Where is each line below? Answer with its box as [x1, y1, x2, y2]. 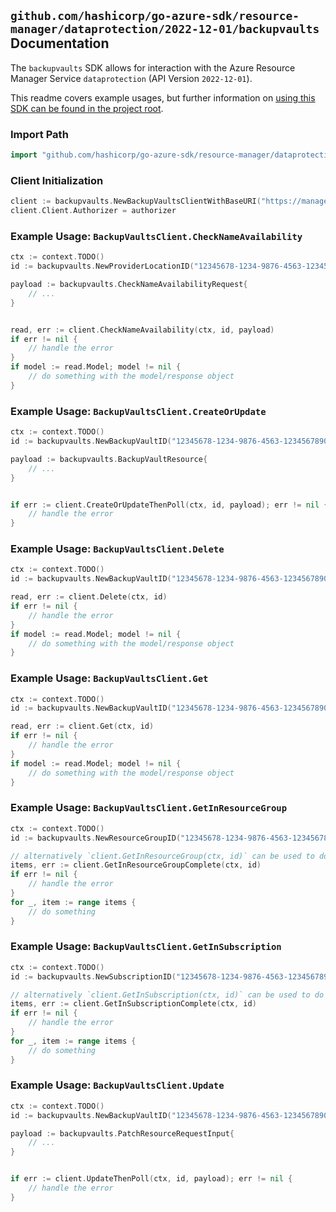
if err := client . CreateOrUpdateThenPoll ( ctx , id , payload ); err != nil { [10, 500, 329, 510]
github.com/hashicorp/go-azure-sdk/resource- [10, 9, 300, 24]
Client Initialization [10, 173, 104, 187]
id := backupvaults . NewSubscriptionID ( [10, 971, 177, 982]
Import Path [10, 127, 69, 141]
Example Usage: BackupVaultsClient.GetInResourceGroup [10, 801, 288, 815]
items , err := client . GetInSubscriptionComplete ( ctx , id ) [10, 999, 257, 1009]
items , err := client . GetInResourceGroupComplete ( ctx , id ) [10, 860, 262, 870]
